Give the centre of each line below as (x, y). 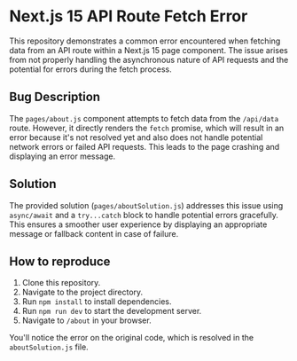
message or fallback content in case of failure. (94, 233)
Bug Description (55, 97)
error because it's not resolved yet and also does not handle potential (136, 137)
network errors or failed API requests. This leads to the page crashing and (145, 146)
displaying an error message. (63, 156)
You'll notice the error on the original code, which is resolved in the (132, 338)
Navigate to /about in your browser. (87, 320)
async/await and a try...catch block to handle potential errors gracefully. (144, 215)
